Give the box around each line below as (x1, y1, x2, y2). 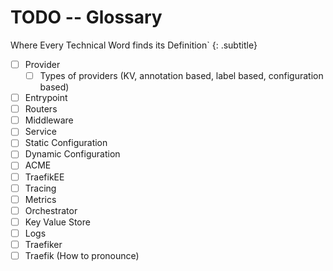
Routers (24, 103, 58, 115)
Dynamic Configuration (24, 148, 121, 160)
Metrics (24, 193, 57, 205)
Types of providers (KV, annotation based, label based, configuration (39, 70, 324, 81)
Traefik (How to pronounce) (24, 249, 140, 261)
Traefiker (24, 238, 63, 250)
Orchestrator (24, 204, 78, 216)
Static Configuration (24, 137, 108, 149)
